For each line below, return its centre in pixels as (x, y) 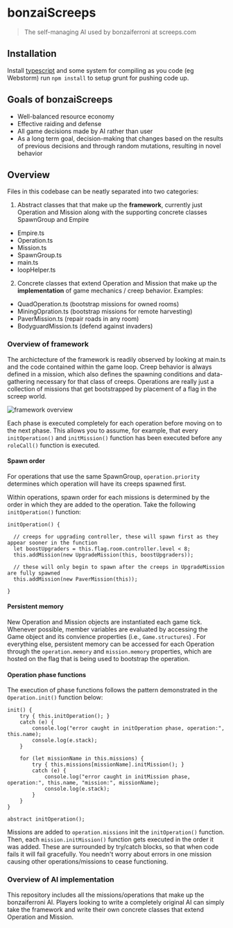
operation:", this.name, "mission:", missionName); (83, 783)
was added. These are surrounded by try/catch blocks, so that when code (113, 847)
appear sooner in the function (52, 543)
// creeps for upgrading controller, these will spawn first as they (116, 536)
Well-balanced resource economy (66, 116)
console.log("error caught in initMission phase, (117, 777)
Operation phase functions (47, 674)
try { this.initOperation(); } (65, 716)
